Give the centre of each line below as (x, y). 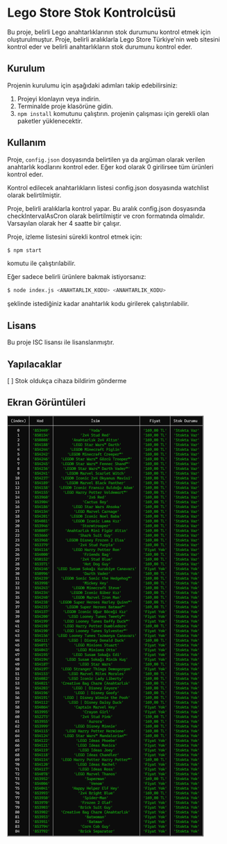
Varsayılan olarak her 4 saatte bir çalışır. (64, 223)
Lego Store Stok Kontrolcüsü (92, 13)
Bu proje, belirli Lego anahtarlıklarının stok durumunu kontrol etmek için (109, 32)
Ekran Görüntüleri (47, 403)
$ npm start (24, 250)
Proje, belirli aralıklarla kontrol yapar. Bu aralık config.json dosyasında (107, 208)
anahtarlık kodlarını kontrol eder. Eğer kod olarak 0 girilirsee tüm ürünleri (110, 167)
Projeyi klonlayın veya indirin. (59, 99)
